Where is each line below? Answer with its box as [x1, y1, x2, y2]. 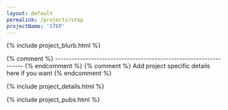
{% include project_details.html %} [6, 83, 104, 91]
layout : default [6, 10, 53, 17]
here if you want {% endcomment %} [6, 69, 112, 77]
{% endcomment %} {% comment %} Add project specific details [24, 62, 211, 70]
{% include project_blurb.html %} [6, 42, 101, 50]
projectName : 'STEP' [6, 23, 66, 29]
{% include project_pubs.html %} [6, 96, 100, 104]
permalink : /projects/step [6, 16, 84, 23]
